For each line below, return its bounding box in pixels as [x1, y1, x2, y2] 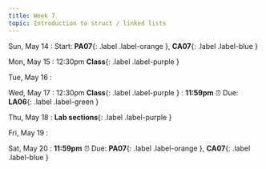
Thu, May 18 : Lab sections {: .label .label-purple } [8, 112, 172, 122]
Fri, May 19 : [8, 127, 49, 137]
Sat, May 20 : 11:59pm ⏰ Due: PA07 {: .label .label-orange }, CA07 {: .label [8, 143, 251, 153]
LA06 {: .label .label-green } [8, 97, 99, 107]
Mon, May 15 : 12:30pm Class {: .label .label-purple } [8, 57, 180, 66]
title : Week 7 [8, 11, 56, 20]
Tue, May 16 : [8, 72, 52, 82]
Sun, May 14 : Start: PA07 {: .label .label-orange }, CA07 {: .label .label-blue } [8, 41, 259, 50]
